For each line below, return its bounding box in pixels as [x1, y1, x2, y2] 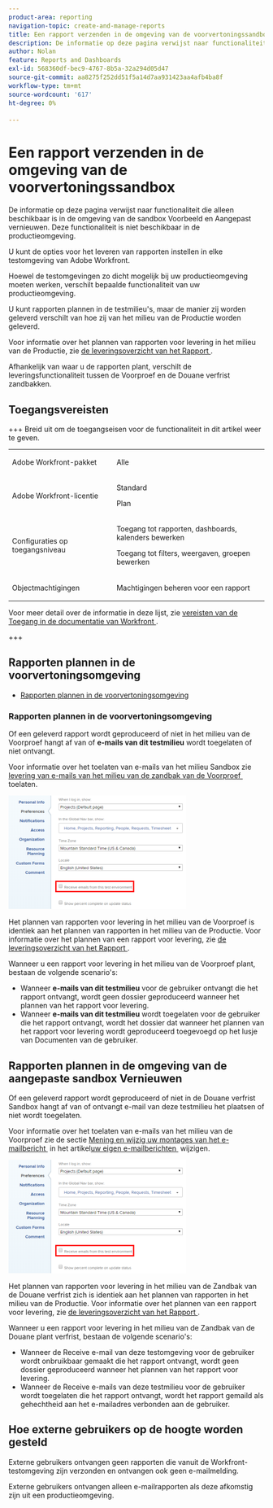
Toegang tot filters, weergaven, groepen [116, 549, 250, 558]
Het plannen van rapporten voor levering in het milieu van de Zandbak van [8, 1281, 258, 1291]
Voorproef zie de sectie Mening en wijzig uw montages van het [8, 1134, 220, 1144]
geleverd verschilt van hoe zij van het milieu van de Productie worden [8, 313, 241, 323]
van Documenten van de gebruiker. [19, 1035, 138, 1045]
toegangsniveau [11, 545, 67, 555]
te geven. [8, 433, 41, 443]
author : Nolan [8, 47, 57, 56]
